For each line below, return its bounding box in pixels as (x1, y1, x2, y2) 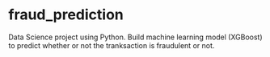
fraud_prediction (8, 6, 124, 24)
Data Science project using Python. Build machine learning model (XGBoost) (8, 32, 263, 42)
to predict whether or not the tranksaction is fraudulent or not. (8, 40, 215, 50)
